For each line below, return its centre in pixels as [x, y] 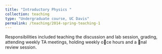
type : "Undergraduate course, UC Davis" [47, 18]
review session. [21, 47]
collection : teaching [27, 14]
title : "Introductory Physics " [38, 9]
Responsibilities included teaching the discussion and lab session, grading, [81, 37]
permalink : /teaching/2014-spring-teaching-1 [53, 23]
